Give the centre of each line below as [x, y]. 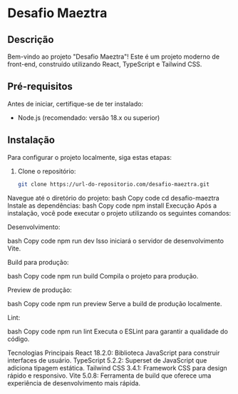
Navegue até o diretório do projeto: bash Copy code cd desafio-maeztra [113, 198]
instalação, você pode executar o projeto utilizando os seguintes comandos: [119, 213]
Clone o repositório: [47, 171]
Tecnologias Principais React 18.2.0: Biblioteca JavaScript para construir [114, 353]
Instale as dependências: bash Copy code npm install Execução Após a [112, 206]
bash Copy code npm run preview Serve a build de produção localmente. [115, 303]
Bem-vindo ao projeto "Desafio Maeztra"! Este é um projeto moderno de [113, 56]
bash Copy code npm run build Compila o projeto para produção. [103, 276]
